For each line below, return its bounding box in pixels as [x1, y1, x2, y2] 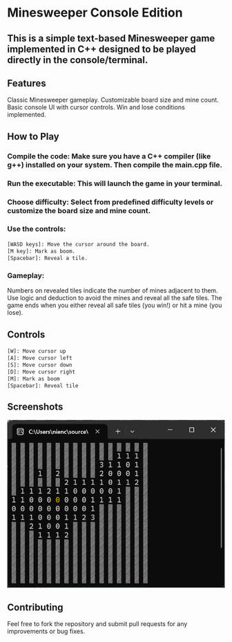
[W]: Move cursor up [7, 347, 67, 354]
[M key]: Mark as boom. [7, 248, 76, 255]
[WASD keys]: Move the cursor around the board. [7, 241, 150, 248]
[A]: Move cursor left [7, 354, 72, 361]
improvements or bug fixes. [7, 627, 86, 636]
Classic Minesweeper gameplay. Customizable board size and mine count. [7, 95, 219, 104]
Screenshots [7, 401, 64, 413]
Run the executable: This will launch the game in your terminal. [7, 178, 223, 188]
